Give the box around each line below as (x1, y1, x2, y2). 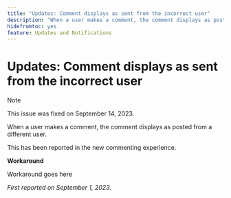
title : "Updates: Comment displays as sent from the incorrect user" (7, 10, 211, 17)
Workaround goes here (7, 170, 73, 179)
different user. (7, 130, 47, 138)
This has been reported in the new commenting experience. (7, 144, 177, 152)
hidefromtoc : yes (7, 23, 57, 30)
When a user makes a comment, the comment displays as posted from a (7, 123, 212, 131)
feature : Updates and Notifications (7, 29, 112, 36)
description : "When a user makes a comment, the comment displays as (7, 16, 211, 23)
